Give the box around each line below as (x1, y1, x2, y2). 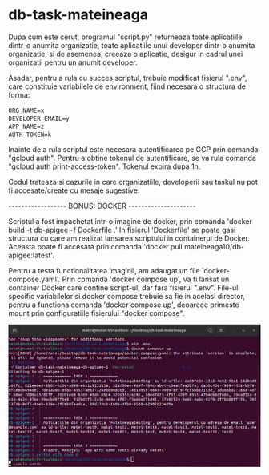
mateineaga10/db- (183, 241, 244, 251)
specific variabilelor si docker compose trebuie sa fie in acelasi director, (8, 291, 246, 301)
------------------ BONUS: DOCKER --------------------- (8, 201, 196, 210)
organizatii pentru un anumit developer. (8, 58, 138, 67)
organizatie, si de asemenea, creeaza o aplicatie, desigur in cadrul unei (8, 49, 243, 58)
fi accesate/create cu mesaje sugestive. (8, 186, 140, 195)
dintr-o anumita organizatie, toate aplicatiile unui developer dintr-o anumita (8, 40, 255, 50)
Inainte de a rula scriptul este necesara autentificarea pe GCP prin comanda (8, 144, 259, 154)
